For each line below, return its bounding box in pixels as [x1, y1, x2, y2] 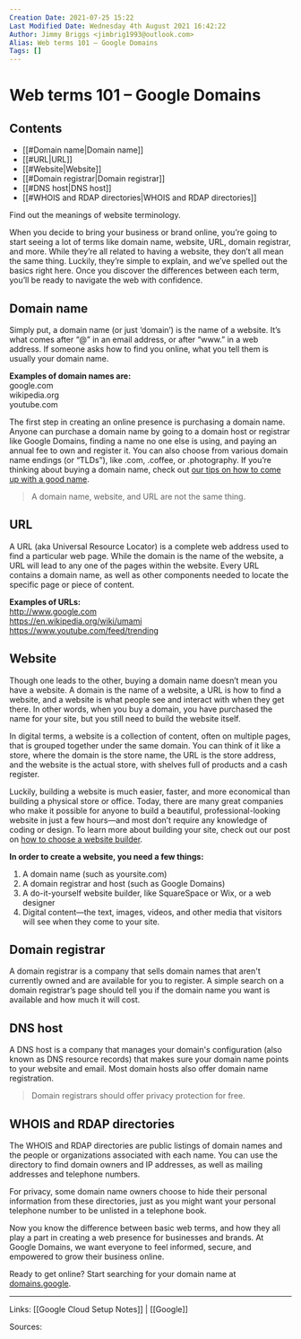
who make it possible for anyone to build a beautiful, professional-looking [9, 805, 280, 816]
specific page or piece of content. [9, 579, 134, 590]
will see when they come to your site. [21, 916, 160, 927]
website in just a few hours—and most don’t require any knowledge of [9, 814, 268, 826]
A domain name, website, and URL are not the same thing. [30, 491, 246, 502]
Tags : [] [9, 47, 42, 56]
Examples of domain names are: [9, 370, 132, 381]
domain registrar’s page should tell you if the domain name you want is [9, 985, 271, 996]
